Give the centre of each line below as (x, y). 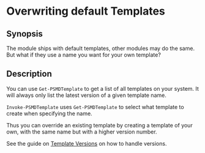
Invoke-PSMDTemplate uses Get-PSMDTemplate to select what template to (95, 107)
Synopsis (24, 34)
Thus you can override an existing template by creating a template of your (99, 125)
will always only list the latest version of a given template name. (86, 95)
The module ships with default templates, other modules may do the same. (100, 48)
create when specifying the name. (50, 113)
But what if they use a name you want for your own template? (84, 55)
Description (29, 74)
